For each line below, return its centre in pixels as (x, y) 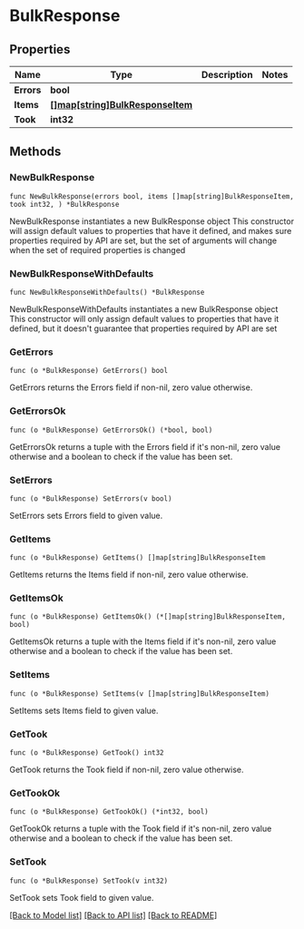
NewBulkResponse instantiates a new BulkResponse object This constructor (152, 221)
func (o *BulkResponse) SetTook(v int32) (89, 881)
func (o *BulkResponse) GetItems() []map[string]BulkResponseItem (137, 558)
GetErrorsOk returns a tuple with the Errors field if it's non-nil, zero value (145, 446)
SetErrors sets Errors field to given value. (86, 515)
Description (227, 75)
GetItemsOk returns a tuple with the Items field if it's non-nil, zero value (143, 641)
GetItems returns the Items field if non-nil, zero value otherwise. (129, 575)
